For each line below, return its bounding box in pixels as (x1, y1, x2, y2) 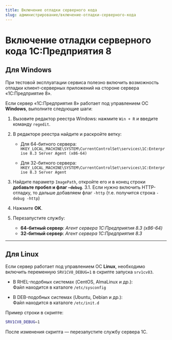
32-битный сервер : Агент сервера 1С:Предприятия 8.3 (20, 230, 142, 236)
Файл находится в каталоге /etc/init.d (12, 299, 100, 306)
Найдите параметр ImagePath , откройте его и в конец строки (12, 178, 146, 185)
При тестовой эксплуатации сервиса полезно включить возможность (5, 79, 159, 85)
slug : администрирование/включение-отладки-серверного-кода (5, 12, 137, 17)
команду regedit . (12, 121, 51, 127)
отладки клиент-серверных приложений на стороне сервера (5, 85, 139, 91)
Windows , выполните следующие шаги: (5, 106, 93, 112)
